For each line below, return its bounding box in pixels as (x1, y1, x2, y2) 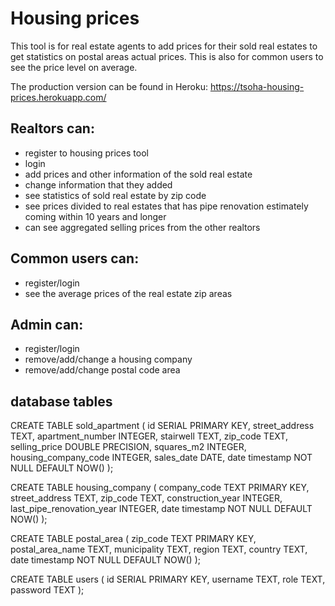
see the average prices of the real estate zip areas (24, 287, 233, 299)
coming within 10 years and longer (24, 210, 167, 222)
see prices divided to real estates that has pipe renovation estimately (24, 200, 309, 212)
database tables (10, 393, 113, 410)
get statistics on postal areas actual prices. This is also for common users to (10, 50, 324, 62)
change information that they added (24, 178, 173, 191)
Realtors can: (10, 120, 95, 137)
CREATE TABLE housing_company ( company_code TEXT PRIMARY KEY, (10, 482, 310, 494)
